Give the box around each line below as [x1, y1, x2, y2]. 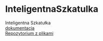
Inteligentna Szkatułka [5, 20, 51, 26]
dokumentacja [5, 25, 35, 31]
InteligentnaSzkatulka [5, 3, 98, 15]
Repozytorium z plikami [5, 30, 53, 36]
